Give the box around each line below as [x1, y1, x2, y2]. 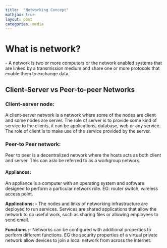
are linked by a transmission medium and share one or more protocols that [5, 65, 160, 71]
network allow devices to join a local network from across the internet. [5, 237, 151, 243]
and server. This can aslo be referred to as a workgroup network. [5, 158, 141, 164]
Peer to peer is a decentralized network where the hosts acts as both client [5, 152, 161, 158]
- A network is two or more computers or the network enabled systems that [5, 60, 162, 66]
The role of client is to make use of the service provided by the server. [5, 128, 151, 134]
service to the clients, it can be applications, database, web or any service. [5, 122, 161, 129]
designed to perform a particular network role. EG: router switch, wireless [5, 185, 158, 192]
